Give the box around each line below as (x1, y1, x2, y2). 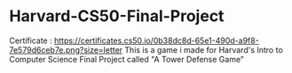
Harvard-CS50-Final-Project (9, 6, 225, 26)
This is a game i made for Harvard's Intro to (123, 44, 284, 55)
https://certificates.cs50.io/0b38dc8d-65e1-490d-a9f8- (53, 35, 259, 46)
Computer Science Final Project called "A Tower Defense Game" (9, 54, 245, 64)
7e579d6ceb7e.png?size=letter (9, 44, 122, 55)
